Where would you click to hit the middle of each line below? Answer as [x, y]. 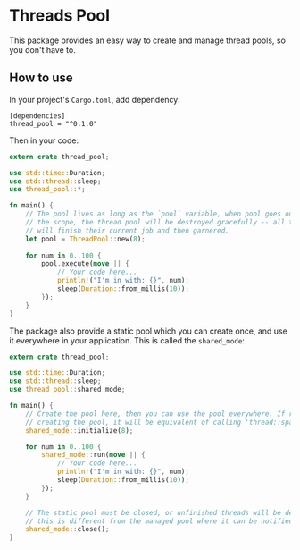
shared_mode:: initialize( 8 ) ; [79, 430]
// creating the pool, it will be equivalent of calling [133, 422]
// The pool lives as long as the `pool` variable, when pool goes [153, 214]
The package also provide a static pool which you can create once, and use [148, 331]
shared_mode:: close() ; [67, 529]
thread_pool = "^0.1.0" [54, 123]
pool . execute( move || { [85, 264]
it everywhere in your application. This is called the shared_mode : [127, 340]
